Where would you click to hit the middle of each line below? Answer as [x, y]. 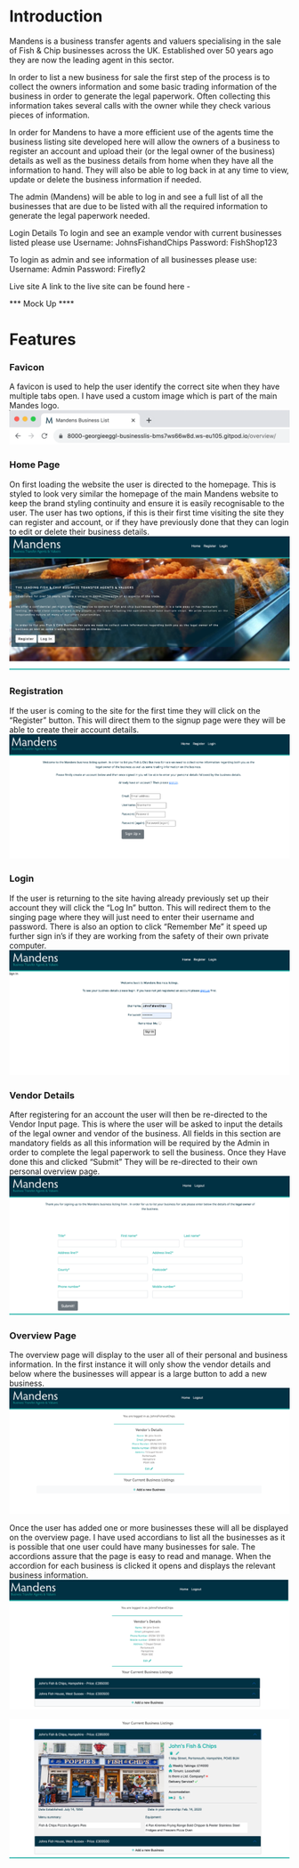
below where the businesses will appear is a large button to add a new [138, 1374]
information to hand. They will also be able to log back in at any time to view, [149, 170]
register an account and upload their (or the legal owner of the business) [142, 151]
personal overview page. [55, 1171]
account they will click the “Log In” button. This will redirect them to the [140, 907]
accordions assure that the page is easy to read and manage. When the [140, 1557]
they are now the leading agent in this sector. [92, 60]
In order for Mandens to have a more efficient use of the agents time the [141, 132]
